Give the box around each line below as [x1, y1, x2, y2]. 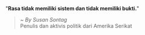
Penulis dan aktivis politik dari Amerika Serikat [19, 23, 133, 29]
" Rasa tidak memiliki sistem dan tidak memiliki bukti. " [5, 5, 140, 12]
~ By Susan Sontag [19, 16, 67, 23]
